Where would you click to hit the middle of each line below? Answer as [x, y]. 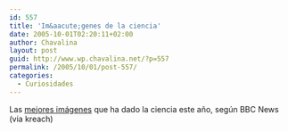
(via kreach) [31, 119]
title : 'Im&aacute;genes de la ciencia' [86, 26]
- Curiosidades [45, 84]
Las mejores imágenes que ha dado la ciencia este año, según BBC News [144, 109]
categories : [31, 76]
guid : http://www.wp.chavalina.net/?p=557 [89, 59]
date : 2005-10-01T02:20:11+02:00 [71, 34]
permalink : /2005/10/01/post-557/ [74, 68]
